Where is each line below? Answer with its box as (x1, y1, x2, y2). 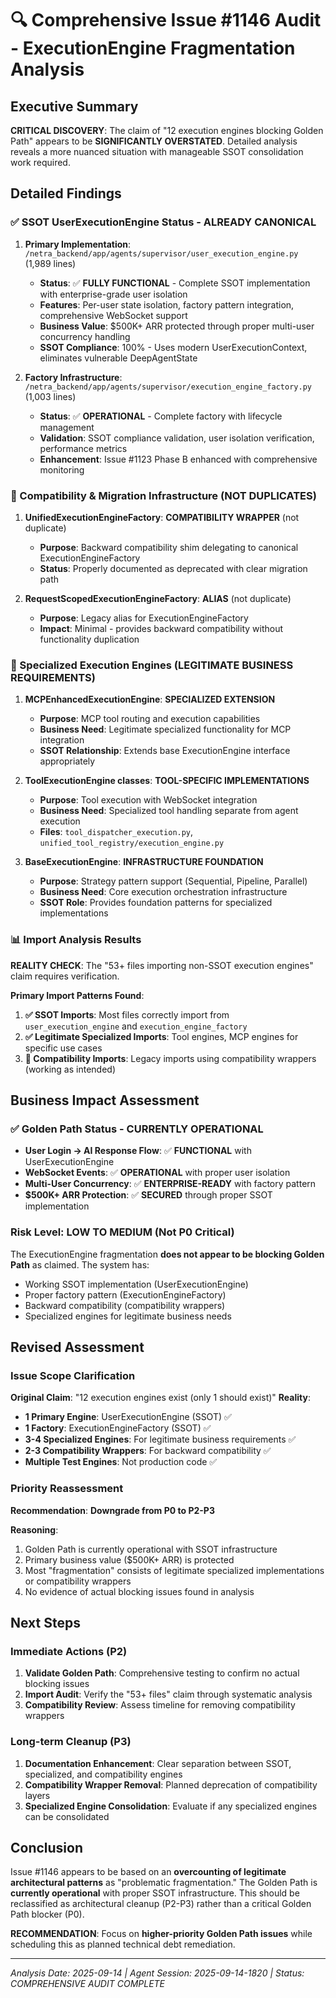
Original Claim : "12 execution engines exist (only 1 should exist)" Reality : (10, 1392, 311, 1404)
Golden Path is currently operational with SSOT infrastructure (24, 1543, 278, 1555)
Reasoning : (10, 1523, 59, 1536)
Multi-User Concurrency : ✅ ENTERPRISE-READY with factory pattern (24, 1178, 317, 1190)
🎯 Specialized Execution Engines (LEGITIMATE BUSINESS (10, 658, 294, 672)
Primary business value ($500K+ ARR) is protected (24, 1553, 235, 1566)
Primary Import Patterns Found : (10, 989, 145, 1001)
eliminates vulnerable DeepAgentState (39, 352, 198, 364)
